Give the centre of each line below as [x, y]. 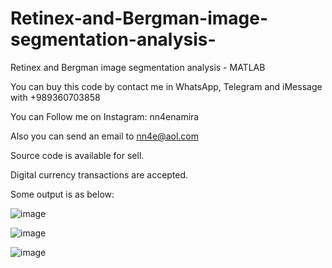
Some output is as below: [62, 194]
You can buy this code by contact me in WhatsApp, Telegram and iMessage [166, 86]
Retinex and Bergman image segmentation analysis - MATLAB [138, 67]
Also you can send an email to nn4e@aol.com [104, 136]
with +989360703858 [55, 97]
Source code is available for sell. [77, 155]
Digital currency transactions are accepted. [99, 174]
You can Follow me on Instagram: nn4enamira [105, 116]
